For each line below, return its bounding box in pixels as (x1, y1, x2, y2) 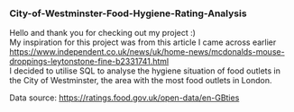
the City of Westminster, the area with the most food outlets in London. (9, 75, 272, 86)
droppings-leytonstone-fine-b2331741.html (9, 56, 170, 67)
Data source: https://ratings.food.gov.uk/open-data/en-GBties (9, 92, 240, 103)
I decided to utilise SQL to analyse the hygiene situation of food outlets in (9, 65, 281, 76)
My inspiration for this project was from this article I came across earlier (9, 37, 277, 47)
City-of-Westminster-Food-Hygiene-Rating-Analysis (9, 7, 247, 20)
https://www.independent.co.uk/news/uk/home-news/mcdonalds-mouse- (9, 47, 286, 57)
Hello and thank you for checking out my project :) (9, 28, 197, 39)
